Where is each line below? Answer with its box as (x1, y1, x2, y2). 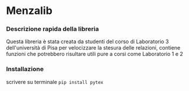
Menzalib (6, 4, 53, 17)
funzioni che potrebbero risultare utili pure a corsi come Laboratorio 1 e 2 (6, 51, 184, 58)
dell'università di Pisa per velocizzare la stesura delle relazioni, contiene (6, 44, 181, 51)
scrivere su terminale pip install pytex (6, 78, 104, 85)
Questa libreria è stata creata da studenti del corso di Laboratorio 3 (6, 38, 169, 45)
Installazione (6, 65, 44, 73)
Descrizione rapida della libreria (6, 25, 99, 33)
